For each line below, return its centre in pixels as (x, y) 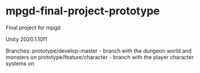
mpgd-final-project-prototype (83, 11)
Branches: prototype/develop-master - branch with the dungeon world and (99, 51)
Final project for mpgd (33, 28)
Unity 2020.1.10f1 (27, 39)
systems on (20, 63)
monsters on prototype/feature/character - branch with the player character (100, 57)
